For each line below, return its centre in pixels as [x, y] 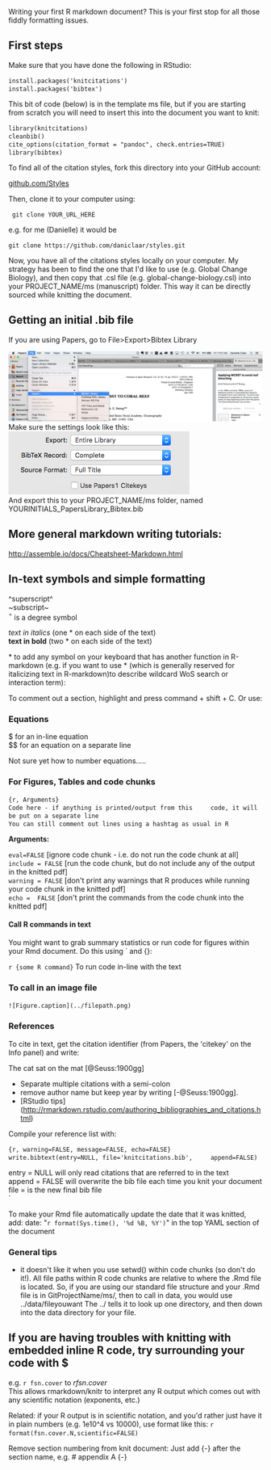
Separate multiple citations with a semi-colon [95, 1084]
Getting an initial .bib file [71, 320]
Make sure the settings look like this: [69, 426]
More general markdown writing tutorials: [115, 534]
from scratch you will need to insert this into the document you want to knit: [134, 112]
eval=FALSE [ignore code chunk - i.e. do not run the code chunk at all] [124, 855]
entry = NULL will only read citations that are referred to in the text [119, 1172]
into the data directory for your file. [78, 1312]
